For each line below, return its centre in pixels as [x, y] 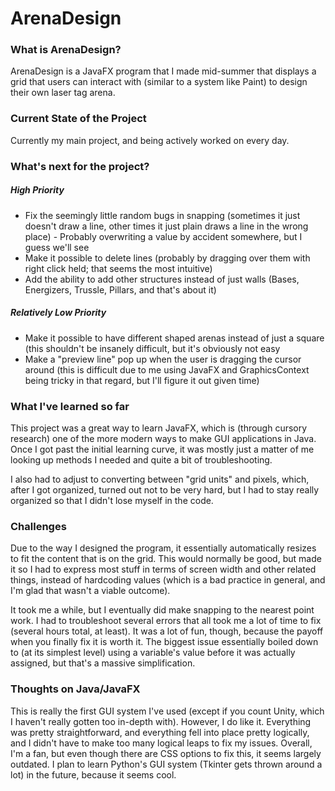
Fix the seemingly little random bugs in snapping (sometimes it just [162, 215]
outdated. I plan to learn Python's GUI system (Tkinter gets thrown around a [166, 764]
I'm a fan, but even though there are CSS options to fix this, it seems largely [166, 753]
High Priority [37, 190]
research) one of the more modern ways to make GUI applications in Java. [163, 438]
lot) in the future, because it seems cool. [93, 774]
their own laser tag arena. [63, 93]
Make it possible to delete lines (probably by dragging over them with [167, 258]
